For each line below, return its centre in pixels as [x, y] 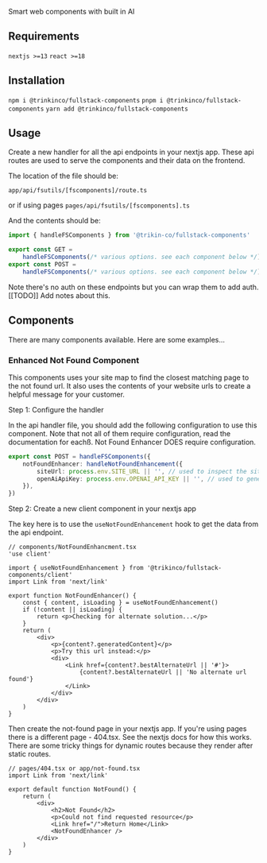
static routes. [30, 754]
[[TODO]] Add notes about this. [60, 295]
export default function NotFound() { [72, 790]
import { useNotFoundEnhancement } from [76, 568]
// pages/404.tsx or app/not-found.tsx [74, 769]
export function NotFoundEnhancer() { [72, 596]
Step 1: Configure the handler [56, 409]
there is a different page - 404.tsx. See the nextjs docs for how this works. [130, 737]
